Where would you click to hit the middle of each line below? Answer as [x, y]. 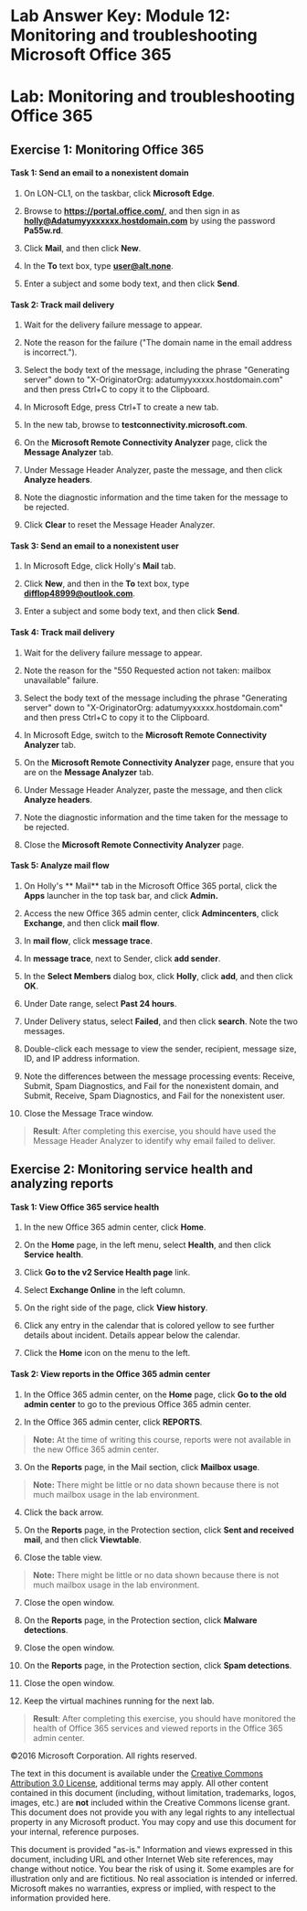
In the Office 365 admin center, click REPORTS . [113, 1422]
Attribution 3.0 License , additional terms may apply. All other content [139, 1783]
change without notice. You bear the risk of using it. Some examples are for [153, 1868]
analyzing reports [62, 1184]
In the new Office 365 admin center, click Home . [115, 1227]
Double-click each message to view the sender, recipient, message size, [160, 1049]
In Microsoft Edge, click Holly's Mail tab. [100, 566]
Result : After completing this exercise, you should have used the [154, 1131]
